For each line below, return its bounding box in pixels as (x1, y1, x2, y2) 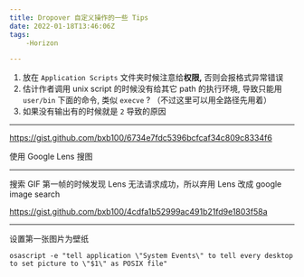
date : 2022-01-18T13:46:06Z (9, 22, 116, 31)
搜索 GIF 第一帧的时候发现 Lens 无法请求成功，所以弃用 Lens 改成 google (9, 179, 282, 189)
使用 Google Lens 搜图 (9, 151, 93, 162)
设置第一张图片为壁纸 (9, 234, 89, 245)
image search (9, 189, 61, 199)
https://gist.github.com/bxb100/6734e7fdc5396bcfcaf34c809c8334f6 (9, 133, 273, 143)
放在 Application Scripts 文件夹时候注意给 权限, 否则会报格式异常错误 (22, 72, 284, 83)
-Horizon (25, 38, 59, 48)
